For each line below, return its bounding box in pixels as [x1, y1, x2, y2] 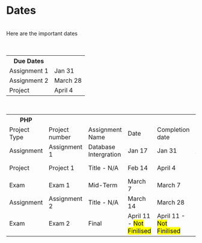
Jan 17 [127, 146, 148, 155]
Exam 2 [49, 219, 70, 227]
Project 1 [49, 163, 75, 172]
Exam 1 [49, 181, 70, 189]
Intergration [88, 150, 121, 158]
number [49, 133, 71, 141]
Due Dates [13, 56, 44, 65]
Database [88, 142, 115, 151]
